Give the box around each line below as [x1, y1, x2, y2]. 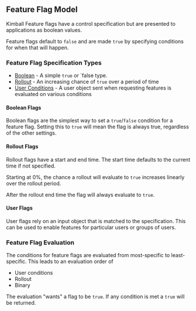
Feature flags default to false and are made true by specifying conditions [6, 37, 184, 45]
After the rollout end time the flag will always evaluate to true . [6, 191, 155, 198]
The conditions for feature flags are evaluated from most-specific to [6, 252, 170, 259]
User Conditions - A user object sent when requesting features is [14, 84, 171, 91]
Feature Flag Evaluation [6, 238, 75, 247]
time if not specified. [6, 162, 56, 169]
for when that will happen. [6, 44, 69, 51]
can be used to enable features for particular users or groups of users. [6, 224, 177, 231]
